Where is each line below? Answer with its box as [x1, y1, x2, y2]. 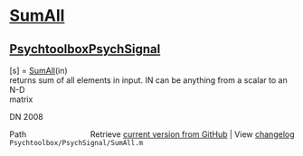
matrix [9, 94, 33, 105]
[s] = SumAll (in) [9, 65, 68, 76]
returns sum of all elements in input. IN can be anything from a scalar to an [9, 75, 288, 86]
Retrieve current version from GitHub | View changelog [90, 129, 295, 140]
